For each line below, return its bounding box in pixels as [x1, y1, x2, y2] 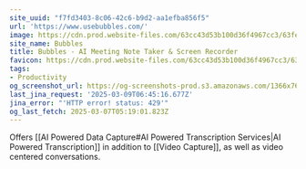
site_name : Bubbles [9, 38, 84, 48]
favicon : [9, 56, 43, 65]
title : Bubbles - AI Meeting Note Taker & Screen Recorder [9, 48, 239, 57]
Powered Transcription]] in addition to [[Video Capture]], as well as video [9, 142, 284, 153]
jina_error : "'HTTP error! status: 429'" [9, 98, 169, 108]
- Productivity [9, 73, 67, 82]
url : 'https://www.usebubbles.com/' [9, 22, 148, 31]
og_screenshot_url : [9, 81, 84, 90]
